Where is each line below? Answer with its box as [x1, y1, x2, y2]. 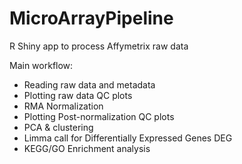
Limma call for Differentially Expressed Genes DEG [23, 132, 233, 144]
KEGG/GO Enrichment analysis [23, 142, 151, 154]
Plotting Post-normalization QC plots [23, 110, 175, 122]
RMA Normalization [23, 100, 104, 112]
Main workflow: [9, 59, 74, 71]
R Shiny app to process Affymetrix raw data [9, 40, 189, 52]
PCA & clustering [23, 121, 94, 133]
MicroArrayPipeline [9, 7, 174, 30]
